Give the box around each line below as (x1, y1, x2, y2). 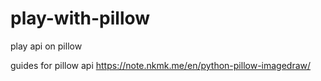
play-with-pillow (10, 7, 151, 30)
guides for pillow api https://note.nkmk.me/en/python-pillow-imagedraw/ (10, 59, 312, 71)
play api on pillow (10, 40, 83, 52)
